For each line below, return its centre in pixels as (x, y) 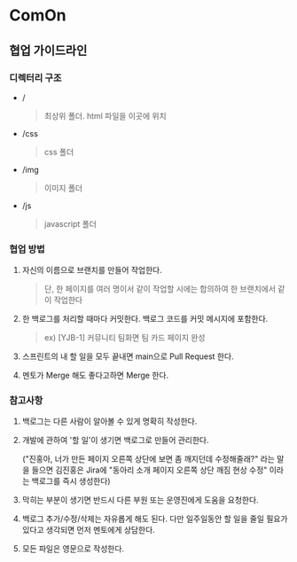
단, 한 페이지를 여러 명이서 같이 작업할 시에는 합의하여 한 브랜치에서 (160, 289)
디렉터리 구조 (35, 78)
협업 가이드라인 (48, 50)
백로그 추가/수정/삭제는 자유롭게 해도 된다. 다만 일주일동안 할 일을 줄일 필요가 (155, 519)
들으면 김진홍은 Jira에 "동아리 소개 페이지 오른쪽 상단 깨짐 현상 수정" (149, 470)
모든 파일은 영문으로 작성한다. (73, 549)
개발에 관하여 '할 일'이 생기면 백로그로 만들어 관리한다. (116, 441)
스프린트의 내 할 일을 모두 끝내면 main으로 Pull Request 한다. (128, 356)
